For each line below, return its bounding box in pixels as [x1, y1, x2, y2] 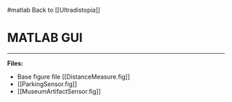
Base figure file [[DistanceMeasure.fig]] [17, 72, 130, 81]
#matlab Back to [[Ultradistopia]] [7, 6, 100, 14]
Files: [7, 59, 23, 68]
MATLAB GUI [7, 30, 83, 45]
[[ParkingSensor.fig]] [17, 79, 77, 88]
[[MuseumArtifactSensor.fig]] [17, 87, 101, 95]
